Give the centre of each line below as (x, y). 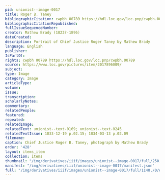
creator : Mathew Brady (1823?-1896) (42, 33)
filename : (15, 138)
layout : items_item (25, 152)
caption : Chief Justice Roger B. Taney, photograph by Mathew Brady (77, 143)
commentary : (17, 106)
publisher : (16, 51)
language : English (24, 46)
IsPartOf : (15, 55)
